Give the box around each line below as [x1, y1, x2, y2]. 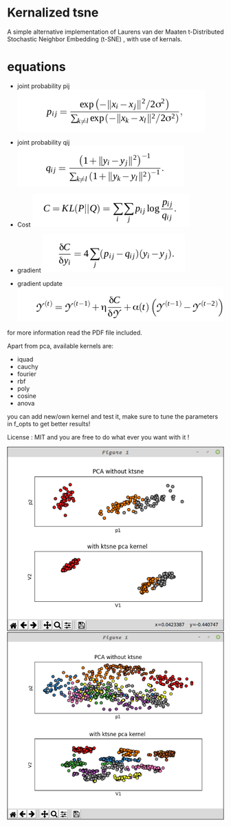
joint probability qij [16, 138, 70, 146]
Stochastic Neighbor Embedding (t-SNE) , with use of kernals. [7, 34, 182, 43]
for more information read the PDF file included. [7, 328, 142, 337]
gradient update [16, 279, 63, 287]
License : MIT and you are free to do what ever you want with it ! [7, 432, 190, 441]
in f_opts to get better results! [7, 419, 91, 428]
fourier [16, 370, 36, 378]
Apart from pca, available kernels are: [7, 342, 113, 350]
